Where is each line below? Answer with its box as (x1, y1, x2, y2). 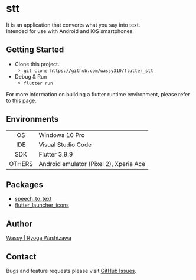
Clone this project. (14, 60, 60, 67)
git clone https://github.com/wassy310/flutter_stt (23, 67, 153, 74)
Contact (6, 252, 37, 262)
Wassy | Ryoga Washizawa (6, 235, 72, 242)
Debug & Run (14, 73, 47, 80)
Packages (6, 180, 43, 190)
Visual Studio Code (38, 141, 92, 149)
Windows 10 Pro (38, 131, 85, 139)
